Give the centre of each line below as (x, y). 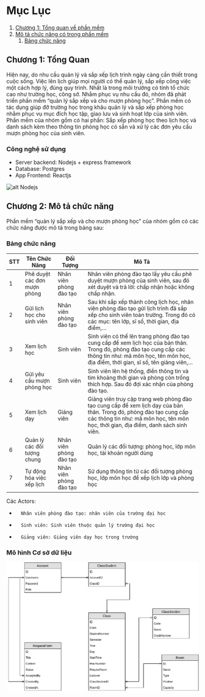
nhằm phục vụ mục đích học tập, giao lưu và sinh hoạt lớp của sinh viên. (97, 113)
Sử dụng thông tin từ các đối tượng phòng (140, 471)
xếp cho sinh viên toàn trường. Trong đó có (142, 315)
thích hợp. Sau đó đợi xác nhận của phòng (140, 384)
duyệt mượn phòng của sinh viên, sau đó (138, 280)
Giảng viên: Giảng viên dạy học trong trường (80, 537)
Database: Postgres (40, 169)
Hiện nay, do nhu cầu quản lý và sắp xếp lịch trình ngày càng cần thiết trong (102, 75)
